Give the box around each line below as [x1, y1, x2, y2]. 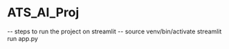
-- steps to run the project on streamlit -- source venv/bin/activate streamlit [7, 27, 222, 35]
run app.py [7, 34, 38, 42]
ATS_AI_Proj [7, 5, 80, 20]
